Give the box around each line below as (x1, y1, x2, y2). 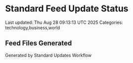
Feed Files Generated (5, 39, 72, 48)
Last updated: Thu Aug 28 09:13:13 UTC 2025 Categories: (5, 19, 123, 25)
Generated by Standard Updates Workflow (5, 52, 92, 58)
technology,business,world (5, 24, 60, 30)
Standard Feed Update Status (5, 3, 129, 14)
